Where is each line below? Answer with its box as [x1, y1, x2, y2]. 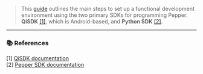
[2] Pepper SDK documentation [6, 61, 85, 69]
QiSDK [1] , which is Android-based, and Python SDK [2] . [21, 18, 163, 25]
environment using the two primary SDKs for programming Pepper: [21, 11, 188, 19]
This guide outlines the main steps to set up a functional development [21, 5, 195, 12]
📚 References [6, 39, 49, 47]
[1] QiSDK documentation [6, 55, 69, 62]
